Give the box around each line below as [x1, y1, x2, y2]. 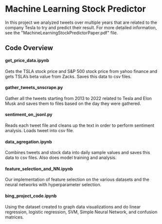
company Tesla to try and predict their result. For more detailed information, [5, 24, 157, 30]
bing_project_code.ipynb [5, 193, 57, 199]
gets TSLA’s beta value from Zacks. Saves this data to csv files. [5, 73, 132, 79]
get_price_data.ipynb [5, 57, 50, 63]
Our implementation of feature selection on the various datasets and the [5, 176, 149, 183]
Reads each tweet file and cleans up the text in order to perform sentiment [5, 122, 155, 128]
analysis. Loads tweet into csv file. [5, 127, 74, 133]
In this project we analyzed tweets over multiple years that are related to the [5, 19, 157, 25]
